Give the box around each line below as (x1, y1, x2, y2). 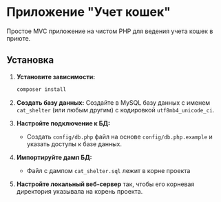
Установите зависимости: (16, 72, 96, 81)
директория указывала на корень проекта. (16, 187, 143, 195)
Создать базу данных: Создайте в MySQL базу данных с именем (16, 98, 211, 107)
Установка (6, 54, 54, 66)
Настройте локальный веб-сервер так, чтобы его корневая (16, 180, 195, 188)
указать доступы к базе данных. (26, 139, 122, 148)
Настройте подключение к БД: (16, 119, 111, 128)
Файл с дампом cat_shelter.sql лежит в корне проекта (26, 166, 191, 174)
